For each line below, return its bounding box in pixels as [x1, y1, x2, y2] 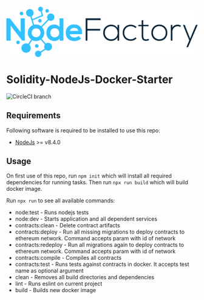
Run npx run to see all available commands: [6, 197, 115, 204]
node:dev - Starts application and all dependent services [15, 215, 158, 223]
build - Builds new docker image [15, 287, 96, 294]
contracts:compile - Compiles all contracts [15, 254, 122, 262]
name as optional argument [15, 267, 84, 274]
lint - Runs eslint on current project [15, 280, 103, 287]
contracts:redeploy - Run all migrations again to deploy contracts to [15, 241, 184, 249]
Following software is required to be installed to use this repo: [6, 126, 161, 134]
